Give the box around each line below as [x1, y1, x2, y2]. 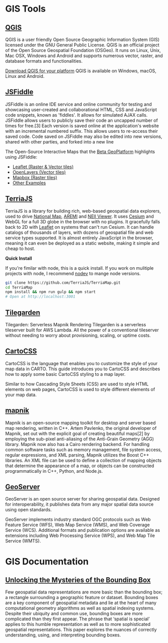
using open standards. [5, 507, 52, 513]
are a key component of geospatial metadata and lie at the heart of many [5, 600, 157, 606]
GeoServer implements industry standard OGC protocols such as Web [5, 516, 151, 523]
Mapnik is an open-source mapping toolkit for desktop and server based [5, 420, 156, 426]
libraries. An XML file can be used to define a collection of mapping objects [5, 457, 162, 463]
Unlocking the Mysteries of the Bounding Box [5, 575, 151, 584]
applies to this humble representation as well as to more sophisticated [5, 621, 150, 627]
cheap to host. [5, 245, 35, 252]
